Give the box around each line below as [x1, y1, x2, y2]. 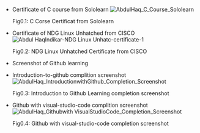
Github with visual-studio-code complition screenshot [12, 101, 148, 109]
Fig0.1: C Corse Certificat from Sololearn [12, 18, 114, 24]
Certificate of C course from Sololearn [12, 6, 109, 13]
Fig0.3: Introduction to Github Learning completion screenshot [12, 90, 169, 97]
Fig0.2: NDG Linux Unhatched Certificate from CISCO [12, 48, 147, 55]
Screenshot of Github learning [12, 60, 89, 66]
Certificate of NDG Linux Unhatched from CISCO [12, 29, 135, 37]
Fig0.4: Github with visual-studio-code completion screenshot [12, 120, 169, 127]
